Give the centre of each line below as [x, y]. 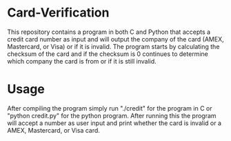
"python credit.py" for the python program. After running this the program [112, 115]
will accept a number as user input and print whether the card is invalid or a [114, 123]
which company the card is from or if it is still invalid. [82, 61]
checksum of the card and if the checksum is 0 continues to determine [108, 54]
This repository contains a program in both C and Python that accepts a [109, 32]
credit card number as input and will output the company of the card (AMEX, [115, 39]
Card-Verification [58, 13]
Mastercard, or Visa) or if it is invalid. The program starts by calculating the [113, 46]
